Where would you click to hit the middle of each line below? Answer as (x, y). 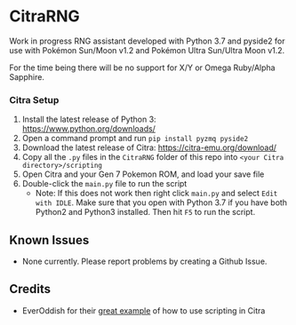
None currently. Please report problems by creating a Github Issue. (144, 262)
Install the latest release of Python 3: (89, 119)
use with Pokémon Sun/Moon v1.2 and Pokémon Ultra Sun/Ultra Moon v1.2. (147, 50)
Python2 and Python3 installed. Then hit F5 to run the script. (145, 212)
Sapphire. (27, 76)
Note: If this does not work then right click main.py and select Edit (156, 194)
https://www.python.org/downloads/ (88, 129)
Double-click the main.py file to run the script (104, 184)
